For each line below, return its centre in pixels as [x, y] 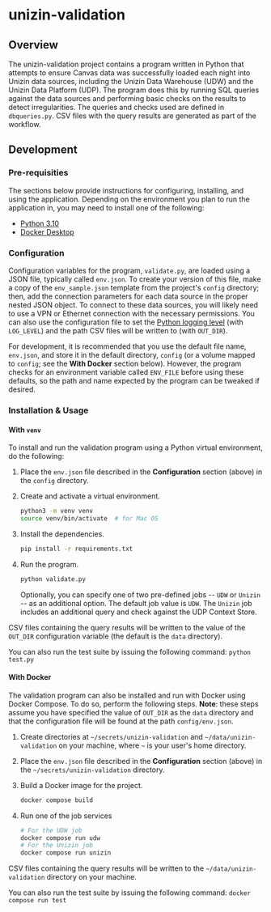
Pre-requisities [38, 173]
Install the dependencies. [62, 534]
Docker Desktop [47, 231]
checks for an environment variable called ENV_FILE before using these [126, 372]
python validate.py [53, 579]
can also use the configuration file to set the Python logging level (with [126, 322]
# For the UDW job [51, 830]
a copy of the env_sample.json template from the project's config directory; [134, 287]
